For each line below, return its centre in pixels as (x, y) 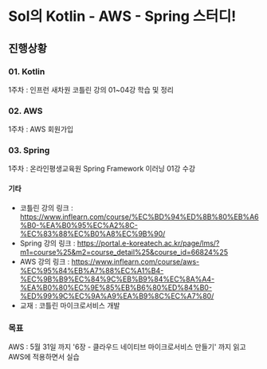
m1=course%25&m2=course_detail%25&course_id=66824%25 (124, 252)
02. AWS (26, 111)
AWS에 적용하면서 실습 (44, 356)
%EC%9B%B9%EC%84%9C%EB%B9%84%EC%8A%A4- (117, 279)
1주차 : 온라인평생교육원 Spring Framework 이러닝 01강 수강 (102, 169)
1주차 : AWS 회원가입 (41, 129)
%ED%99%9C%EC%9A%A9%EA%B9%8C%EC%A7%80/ (117, 296)
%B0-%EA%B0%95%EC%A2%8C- (79, 225)
